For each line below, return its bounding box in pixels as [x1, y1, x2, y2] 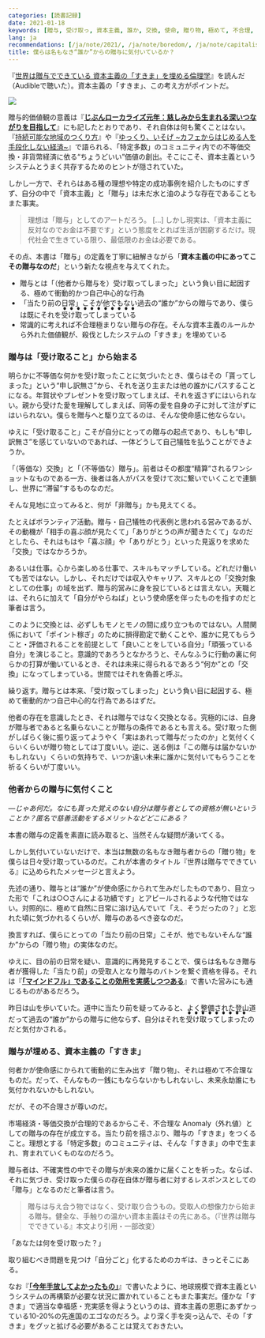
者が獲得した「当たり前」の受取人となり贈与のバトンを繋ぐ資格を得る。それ [8, 966, 257, 976]
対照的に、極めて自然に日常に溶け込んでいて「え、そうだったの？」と [21, 903, 250, 913]
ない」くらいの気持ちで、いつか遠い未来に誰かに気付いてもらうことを [28, 752, 256, 762]
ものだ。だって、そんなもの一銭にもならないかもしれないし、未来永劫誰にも [8, 1075, 256, 1084]
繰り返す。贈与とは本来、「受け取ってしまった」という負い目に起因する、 [8, 686, 246, 695]
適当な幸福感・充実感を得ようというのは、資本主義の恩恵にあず [35, 1301, 243, 1310]
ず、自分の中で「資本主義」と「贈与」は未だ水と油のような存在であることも [8, 189, 256, 198]
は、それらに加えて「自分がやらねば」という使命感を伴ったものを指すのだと [8, 594, 257, 603]
